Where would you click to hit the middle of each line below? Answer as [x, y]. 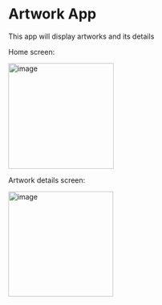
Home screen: [32, 52]
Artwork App [53, 14]
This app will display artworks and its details [81, 36]
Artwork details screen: [47, 180]
